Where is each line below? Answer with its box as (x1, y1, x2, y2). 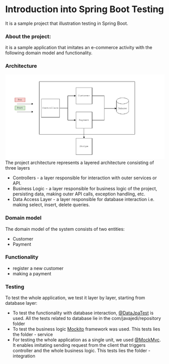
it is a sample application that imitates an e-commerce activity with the (5, 45, 153, 51)
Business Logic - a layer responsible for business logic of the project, (12, 186, 157, 192)
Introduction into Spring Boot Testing (5, 4, 164, 15)
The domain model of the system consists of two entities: (5, 226, 125, 232)
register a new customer (12, 265, 64, 271)
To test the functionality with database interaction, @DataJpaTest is (12, 310, 154, 316)
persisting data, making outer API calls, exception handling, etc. (12, 191, 146, 197)
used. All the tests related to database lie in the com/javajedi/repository (12, 315, 161, 321)
